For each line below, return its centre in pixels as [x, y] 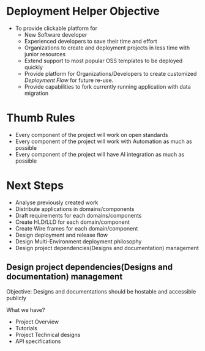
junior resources [45, 54]
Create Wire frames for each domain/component [76, 228]
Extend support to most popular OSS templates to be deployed [103, 61]
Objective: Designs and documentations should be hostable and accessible [101, 291]
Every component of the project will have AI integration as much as [100, 154]
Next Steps [35, 186]
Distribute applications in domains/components [75, 209]
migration [36, 93]
